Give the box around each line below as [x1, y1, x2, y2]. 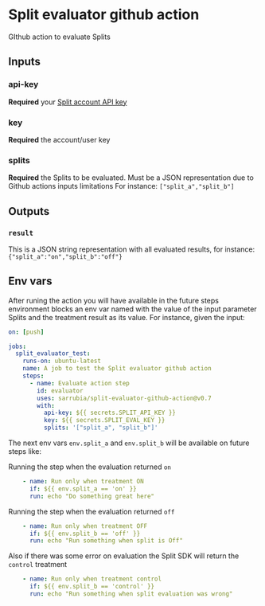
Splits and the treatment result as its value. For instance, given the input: [8, 312, 245, 322]
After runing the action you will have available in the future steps [8, 295, 219, 305]
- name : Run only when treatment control [22, 575, 162, 583]
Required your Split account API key [8, 97, 127, 107]
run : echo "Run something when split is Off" [29, 537, 183, 545]
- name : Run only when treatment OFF [22, 522, 148, 530]
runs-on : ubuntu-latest [22, 357, 102, 366]
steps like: [8, 447, 42, 456]
